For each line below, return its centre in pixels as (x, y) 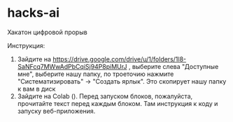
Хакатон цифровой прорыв (47, 32)
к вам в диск (36, 89)
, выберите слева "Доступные (174, 66)
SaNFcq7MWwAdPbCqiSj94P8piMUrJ (72, 66)
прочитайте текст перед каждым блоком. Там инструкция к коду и (118, 103)
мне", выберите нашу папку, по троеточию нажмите (96, 74)
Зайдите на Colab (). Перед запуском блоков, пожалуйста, (105, 96)
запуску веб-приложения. (56, 111)
